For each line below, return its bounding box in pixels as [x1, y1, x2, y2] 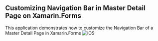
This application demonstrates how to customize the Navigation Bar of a [5, 25, 154, 31]
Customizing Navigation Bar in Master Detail [5, 4, 146, 12]
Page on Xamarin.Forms [5, 12, 81, 20]
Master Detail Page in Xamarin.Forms [5, 30, 81, 36]
